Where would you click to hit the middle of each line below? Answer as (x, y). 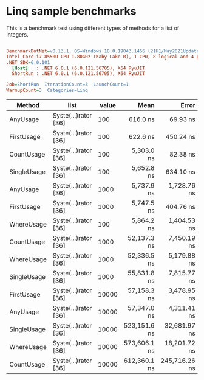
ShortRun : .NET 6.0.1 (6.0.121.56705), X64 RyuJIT (79, 74)
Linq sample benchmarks (71, 11)
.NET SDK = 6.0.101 (28, 62)
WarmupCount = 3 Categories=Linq (47, 90)
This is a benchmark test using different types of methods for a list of (93, 28)
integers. (17, 34)
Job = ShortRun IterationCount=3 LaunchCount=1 (68, 85)
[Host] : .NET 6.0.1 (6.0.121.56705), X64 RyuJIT (79, 68)
